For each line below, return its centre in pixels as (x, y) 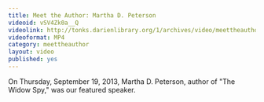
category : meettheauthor (49, 45)
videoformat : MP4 (37, 37)
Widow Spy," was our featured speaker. (72, 89)
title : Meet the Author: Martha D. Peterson (82, 15)
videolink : (26, 30)
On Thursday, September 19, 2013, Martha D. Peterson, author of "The (122, 81)
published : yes (33, 60)
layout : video (31, 52)
